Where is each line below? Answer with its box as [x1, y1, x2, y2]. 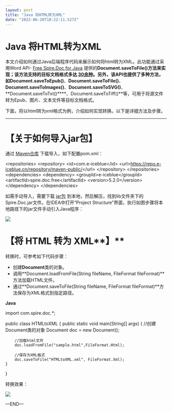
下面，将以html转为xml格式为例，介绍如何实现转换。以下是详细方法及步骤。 [5, 108, 165, 114]
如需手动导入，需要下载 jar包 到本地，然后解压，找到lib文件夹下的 [5, 193, 144, 199]
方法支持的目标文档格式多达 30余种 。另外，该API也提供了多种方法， [18, 71, 164, 77]
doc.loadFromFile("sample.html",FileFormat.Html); [14, 343, 125, 348]
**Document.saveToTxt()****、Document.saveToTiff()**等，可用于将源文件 [5, 91, 164, 97]
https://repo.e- [130, 161, 162, 167]
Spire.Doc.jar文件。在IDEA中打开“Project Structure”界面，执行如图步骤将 [5, 199, 159, 205]
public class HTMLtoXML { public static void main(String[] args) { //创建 [5, 321, 156, 327]
